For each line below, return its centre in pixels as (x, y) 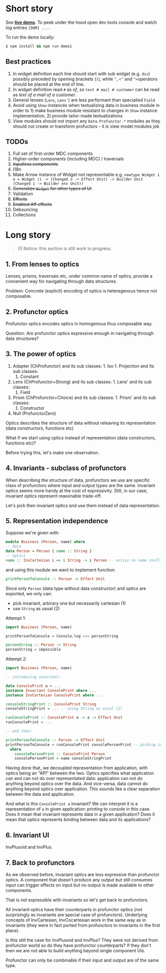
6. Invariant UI (28, 835)
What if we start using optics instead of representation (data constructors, (81, 438)
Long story (28, 235)
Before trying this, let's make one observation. (52, 452)
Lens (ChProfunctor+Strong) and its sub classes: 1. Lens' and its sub (82, 382)
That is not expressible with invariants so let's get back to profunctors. (77, 900)
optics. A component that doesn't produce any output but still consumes (79, 879)
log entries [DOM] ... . (28, 27)
